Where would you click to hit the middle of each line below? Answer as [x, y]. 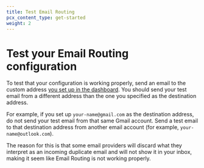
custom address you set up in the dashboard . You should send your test [97, 89]
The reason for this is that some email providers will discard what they [94, 145]
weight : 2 [19, 23]
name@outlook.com [28, 135]
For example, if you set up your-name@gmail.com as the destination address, [100, 114]
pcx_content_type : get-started [46, 18]
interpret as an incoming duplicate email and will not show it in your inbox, [99, 152]
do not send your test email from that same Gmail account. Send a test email [102, 121]
